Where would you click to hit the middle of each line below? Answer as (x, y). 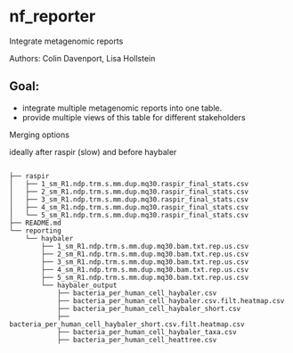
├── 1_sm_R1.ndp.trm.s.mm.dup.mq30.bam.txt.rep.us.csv (145, 246)
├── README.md (36, 223)
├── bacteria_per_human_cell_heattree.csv (137, 340)
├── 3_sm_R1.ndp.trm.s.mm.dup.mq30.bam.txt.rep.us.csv (145, 262)
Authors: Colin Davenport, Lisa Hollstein (82, 58)
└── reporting (36, 230)
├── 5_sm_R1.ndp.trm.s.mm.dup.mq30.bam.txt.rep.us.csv (145, 277)
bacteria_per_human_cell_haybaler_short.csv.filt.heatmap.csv (127, 324)
